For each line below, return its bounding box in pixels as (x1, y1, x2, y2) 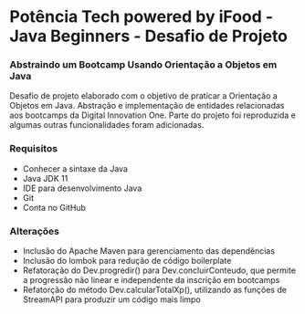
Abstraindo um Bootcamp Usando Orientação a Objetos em (9, 58, 278, 71)
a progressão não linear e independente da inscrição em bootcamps (22, 275, 280, 286)
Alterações (9, 225, 59, 237)
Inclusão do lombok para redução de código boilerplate (22, 256, 232, 267)
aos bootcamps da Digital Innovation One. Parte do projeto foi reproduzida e (9, 110, 297, 120)
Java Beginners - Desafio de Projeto (9, 26, 289, 47)
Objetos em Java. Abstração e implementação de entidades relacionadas (9, 100, 285, 111)
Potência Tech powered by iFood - (9, 6, 274, 27)
